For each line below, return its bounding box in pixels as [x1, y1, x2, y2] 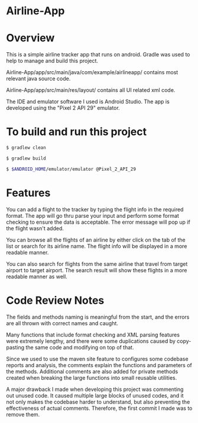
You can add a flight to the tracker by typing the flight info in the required [6, 206, 184, 213]
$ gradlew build [6, 155, 46, 161]
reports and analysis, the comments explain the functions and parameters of [6, 361, 192, 368]
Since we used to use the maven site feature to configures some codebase [6, 355, 189, 362]
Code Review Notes [6, 294, 105, 307]
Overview [6, 31, 55, 45]
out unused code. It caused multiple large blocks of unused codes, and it [6, 392, 184, 399]
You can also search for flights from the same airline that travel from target [6, 260, 188, 268]
